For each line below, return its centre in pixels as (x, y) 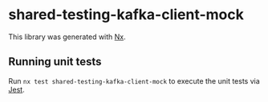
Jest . (17, 89)
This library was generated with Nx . (67, 37)
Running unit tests (55, 62)
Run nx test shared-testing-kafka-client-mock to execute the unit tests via (134, 80)
